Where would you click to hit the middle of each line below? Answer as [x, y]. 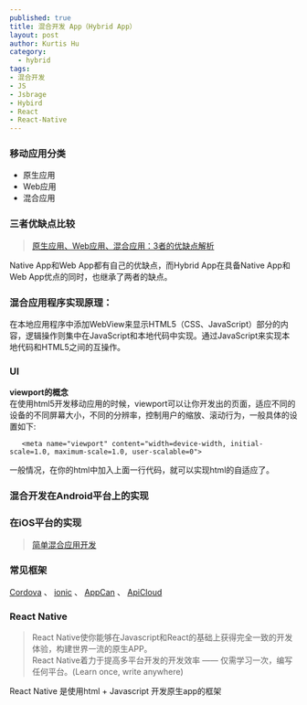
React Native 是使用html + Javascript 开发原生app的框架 [116, 691]
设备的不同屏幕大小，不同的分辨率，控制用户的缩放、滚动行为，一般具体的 [149, 415]
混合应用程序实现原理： [61, 303]
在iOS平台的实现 [46, 523]
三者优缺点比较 [42, 224]
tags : [20, 69]
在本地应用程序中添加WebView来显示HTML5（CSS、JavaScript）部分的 [145, 325]
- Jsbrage [28, 94]
